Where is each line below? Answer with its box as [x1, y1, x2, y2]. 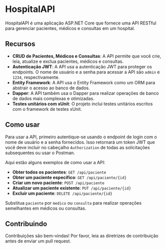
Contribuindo [5, 220, 47, 228]
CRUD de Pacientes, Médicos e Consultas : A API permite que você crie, [12, 53, 162, 59]
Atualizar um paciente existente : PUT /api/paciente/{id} [12, 185, 131, 191]
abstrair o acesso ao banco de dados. [12, 85, 90, 91]
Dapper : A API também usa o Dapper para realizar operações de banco [12, 90, 159, 96]
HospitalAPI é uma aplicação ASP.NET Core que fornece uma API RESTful [5, 20, 157, 26]
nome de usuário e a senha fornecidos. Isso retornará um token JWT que [5, 139, 155, 145]
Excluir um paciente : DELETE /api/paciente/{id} [12, 190, 113, 196]
